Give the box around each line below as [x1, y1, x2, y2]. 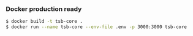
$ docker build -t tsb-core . [6, 19, 83, 25]
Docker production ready [6, 5, 82, 13]
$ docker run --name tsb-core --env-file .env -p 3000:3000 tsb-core [6, 24, 187, 30]
